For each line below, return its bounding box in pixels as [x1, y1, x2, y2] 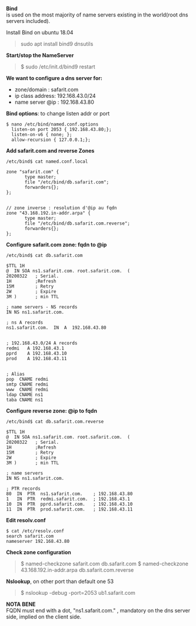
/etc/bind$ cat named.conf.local [6, 159, 88, 164]
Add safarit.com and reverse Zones [6, 147, 95, 154]
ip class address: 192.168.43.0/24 [14, 93, 96, 99]
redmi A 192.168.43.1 [6, 345, 65, 351]
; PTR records [6, 486, 41, 492]
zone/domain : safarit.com [14, 86, 79, 93]
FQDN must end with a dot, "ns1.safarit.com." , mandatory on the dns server [6, 607, 191, 614]
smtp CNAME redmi [6, 381, 49, 387]
